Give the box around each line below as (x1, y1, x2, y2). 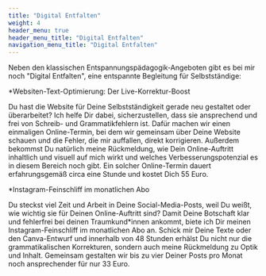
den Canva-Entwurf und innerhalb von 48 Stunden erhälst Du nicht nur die (8, 234, 253, 243)
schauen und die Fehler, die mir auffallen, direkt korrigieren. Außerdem (8, 136, 240, 145)
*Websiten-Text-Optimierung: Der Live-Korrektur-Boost (8, 86, 191, 96)
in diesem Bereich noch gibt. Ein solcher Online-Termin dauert (8, 161, 212, 171)
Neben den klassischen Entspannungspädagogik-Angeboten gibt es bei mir (8, 63, 256, 72)
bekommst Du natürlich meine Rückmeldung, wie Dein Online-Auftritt (8, 144, 234, 154)
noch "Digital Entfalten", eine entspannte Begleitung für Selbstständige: (8, 71, 242, 81)
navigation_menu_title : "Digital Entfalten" (8, 41, 158, 49)
